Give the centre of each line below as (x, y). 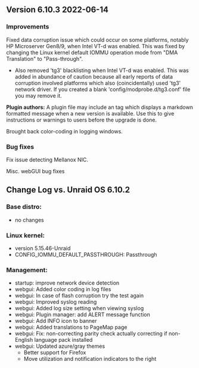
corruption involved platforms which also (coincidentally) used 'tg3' (98, 83)
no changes (29, 220)
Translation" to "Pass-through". (45, 58)
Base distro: (24, 207)
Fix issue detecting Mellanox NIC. (47, 160)
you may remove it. (38, 95)
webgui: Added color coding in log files (63, 289)
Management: (27, 270)
